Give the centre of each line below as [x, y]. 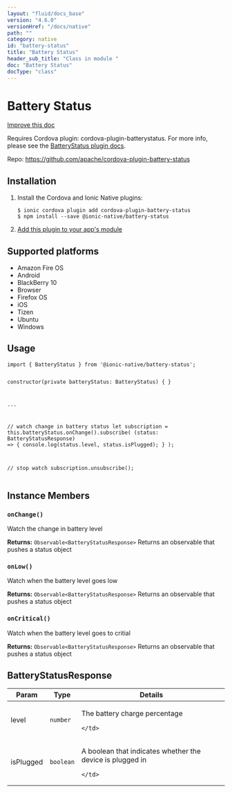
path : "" [20, 33]
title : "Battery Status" [43, 53]
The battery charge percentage [132, 713]
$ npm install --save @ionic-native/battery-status [93, 217]
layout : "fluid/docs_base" [46, 14]
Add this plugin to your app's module [70, 229]
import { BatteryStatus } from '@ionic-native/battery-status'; [101, 365]
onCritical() [29, 619]
